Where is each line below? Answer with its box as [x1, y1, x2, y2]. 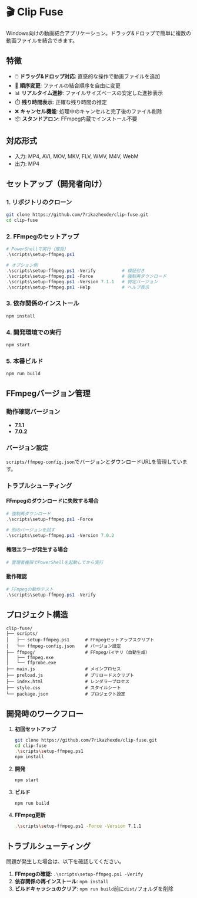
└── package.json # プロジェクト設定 [6, 691, 126, 697]
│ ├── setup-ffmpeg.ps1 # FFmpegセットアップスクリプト [6, 637, 155, 643]
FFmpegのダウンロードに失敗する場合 [6, 497, 99, 504]
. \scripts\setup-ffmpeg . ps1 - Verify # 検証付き [6, 267, 145, 274]
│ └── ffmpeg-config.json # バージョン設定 [6, 643, 122, 650]
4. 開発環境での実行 [6, 328, 62, 336]
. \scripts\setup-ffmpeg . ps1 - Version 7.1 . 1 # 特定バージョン [6, 278, 158, 284]
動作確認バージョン [6, 408, 61, 416]
